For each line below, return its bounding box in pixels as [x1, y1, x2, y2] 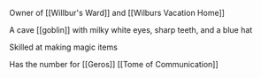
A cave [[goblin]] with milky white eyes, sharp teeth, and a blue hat [9, 25, 253, 35]
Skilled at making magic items [9, 42, 118, 52]
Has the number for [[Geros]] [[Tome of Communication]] [9, 59, 219, 69]
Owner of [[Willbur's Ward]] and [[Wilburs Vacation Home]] [9, 8, 226, 18]
